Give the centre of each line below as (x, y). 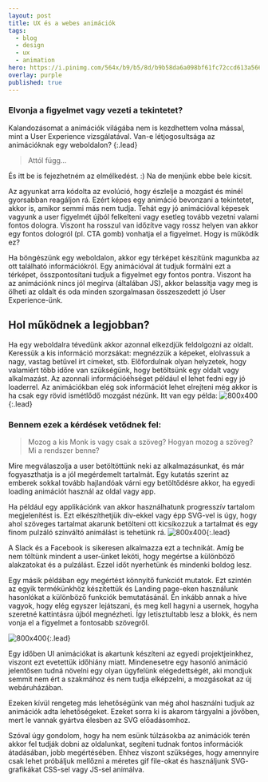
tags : (17, 30)
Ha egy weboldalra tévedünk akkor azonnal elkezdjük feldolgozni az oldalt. (131, 344)
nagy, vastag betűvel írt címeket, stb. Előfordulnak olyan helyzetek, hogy (128, 361)
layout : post (30, 16)
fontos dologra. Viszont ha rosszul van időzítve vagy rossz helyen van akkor (133, 225)
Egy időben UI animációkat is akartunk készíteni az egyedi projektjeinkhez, (131, 653)
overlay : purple (35, 75)
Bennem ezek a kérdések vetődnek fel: (85, 424)
